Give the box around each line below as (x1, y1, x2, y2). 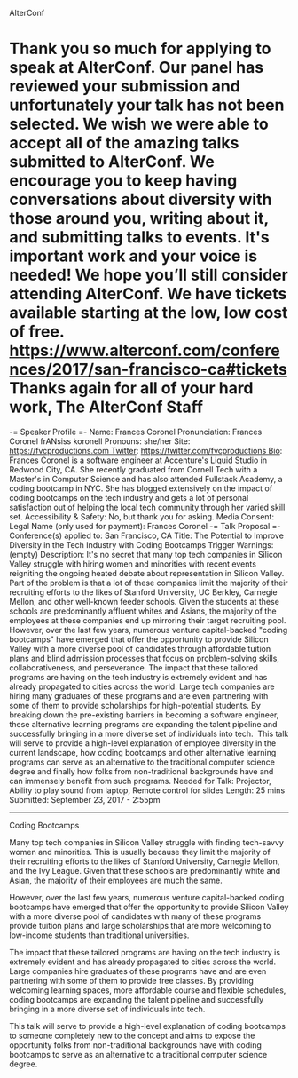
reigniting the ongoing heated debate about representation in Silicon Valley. (9, 567, 285, 578)
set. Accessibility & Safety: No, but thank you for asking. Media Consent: (9, 511, 275, 522)
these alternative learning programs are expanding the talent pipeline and (9, 718, 278, 729)
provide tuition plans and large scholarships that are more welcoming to (9, 920, 271, 931)
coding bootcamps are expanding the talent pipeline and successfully (9, 994, 264, 1004)
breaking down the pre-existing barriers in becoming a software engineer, (9, 709, 279, 720)
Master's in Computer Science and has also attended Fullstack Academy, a (9, 473, 283, 484)
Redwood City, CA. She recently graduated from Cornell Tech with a (9, 464, 258, 474)
